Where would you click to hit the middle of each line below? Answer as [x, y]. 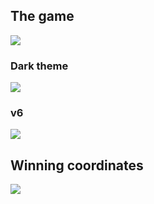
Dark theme [39, 66]
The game [42, 16]
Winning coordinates [77, 165]
